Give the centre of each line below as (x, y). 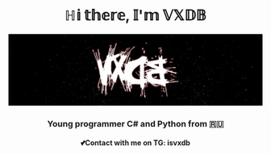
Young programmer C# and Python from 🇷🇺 (135, 123)
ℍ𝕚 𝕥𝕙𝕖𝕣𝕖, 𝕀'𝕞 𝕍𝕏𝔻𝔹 (135, 16)
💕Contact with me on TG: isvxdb (135, 143)
